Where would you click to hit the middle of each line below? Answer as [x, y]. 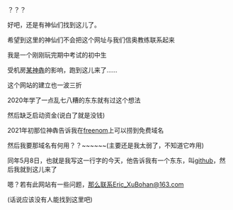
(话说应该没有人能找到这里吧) [50, 199]
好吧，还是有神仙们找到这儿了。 [54, 25]
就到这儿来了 [38, 169]
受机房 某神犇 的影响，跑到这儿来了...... [63, 70]
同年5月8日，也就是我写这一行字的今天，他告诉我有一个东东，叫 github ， [113, 160]
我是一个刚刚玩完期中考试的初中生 [57, 55]
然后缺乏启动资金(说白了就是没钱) [56, 115]
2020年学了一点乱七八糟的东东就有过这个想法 [74, 100]
